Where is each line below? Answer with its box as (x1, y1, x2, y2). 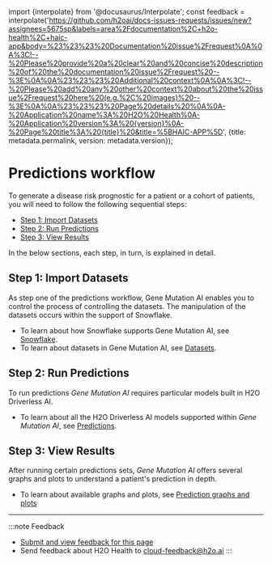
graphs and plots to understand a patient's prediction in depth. (8, 474, 217, 484)
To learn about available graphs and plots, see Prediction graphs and (19, 489, 250, 500)
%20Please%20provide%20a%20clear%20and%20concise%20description (8, 58, 263, 68)
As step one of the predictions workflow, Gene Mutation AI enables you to (8, 293, 255, 303)
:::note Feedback (8, 522, 65, 531)
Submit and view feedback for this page (19, 537, 154, 547)
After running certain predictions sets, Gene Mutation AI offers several (8, 465, 243, 476)
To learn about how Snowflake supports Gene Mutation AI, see (19, 325, 230, 335)
